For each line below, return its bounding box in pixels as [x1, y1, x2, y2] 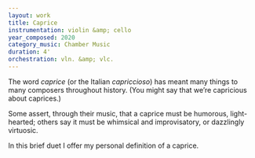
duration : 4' [8, 48, 51, 56]
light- [230, 108, 248, 118]
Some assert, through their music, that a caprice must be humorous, [8, 108, 229, 118]
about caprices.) [8, 94, 61, 103]
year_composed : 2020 [8, 33, 76, 42]
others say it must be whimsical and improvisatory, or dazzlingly [37, 117, 245, 127]
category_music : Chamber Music [8, 41, 111, 49]
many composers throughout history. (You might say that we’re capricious [8, 85, 247, 94]
